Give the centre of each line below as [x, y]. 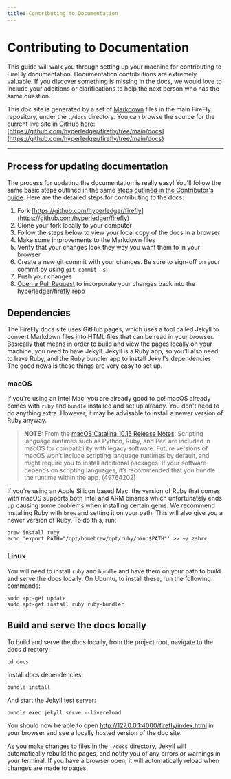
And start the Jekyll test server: [52, 700]
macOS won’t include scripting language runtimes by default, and [117, 456]
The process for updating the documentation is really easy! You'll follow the [114, 183]
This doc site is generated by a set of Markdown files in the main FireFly [109, 109]
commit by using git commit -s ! [62, 270]
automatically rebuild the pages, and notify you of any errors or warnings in [114, 753]
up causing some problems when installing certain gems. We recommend [111, 505]
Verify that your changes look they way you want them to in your [109, 248]
